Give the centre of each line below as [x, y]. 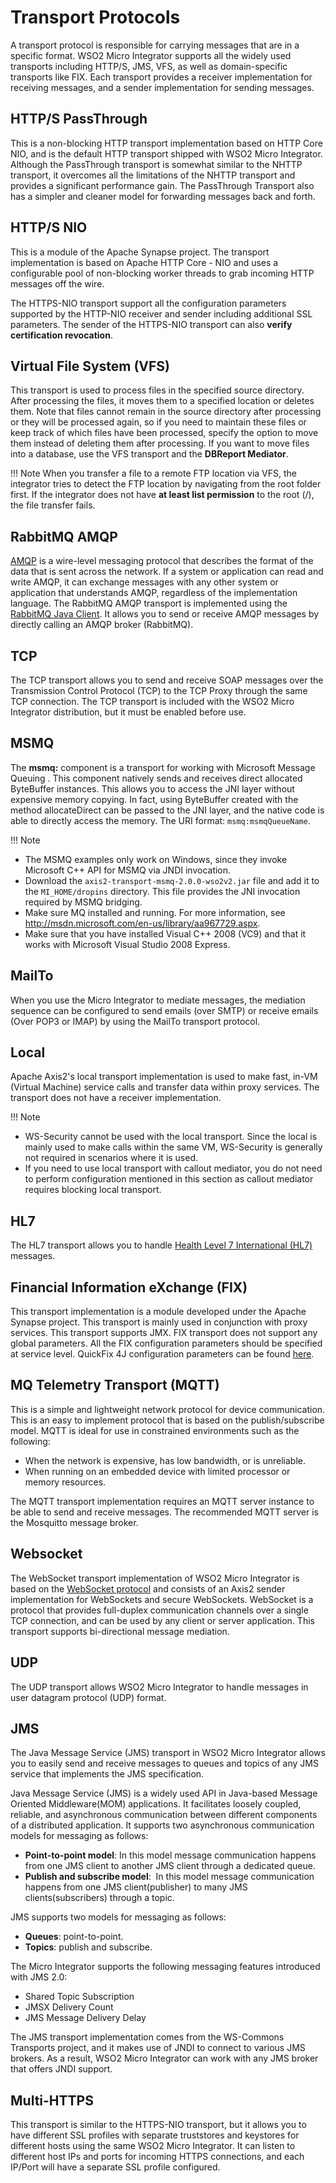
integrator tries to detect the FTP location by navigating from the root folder [166, 484]
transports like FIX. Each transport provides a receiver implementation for [161, 77]
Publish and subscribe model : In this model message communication [169, 1877]
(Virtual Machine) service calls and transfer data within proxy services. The [165, 1087]
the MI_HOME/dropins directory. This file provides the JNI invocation [162, 891]
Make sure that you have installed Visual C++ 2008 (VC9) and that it [165, 933]
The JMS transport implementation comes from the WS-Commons [147, 2037]
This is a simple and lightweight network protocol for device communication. [168, 1409]
